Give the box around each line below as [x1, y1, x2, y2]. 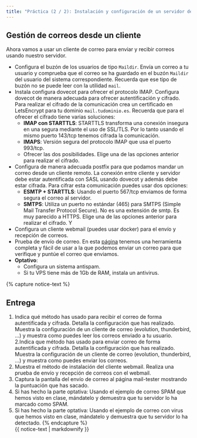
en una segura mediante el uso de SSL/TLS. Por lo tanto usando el [23, 126, 184, 133]
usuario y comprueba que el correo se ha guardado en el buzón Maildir [14, 70, 189, 77]
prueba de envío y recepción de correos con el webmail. [14, 369, 151, 376]
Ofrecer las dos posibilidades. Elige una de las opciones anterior [23, 151, 179, 158]
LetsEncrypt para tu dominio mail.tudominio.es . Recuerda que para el [14, 107, 184, 114]
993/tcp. [23, 144, 45, 151]
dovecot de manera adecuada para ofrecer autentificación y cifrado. [14, 95, 181, 102]
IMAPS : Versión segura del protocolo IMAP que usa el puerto [23, 139, 171, 146]
